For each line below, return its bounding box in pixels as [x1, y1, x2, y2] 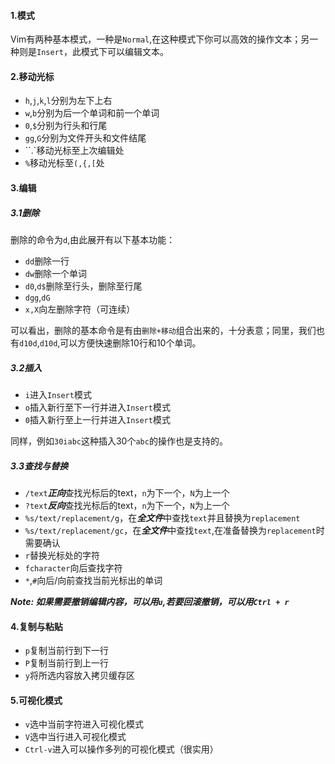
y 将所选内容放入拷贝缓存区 [24, 670, 135, 682]
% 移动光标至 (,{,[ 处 [24, 157, 105, 169]
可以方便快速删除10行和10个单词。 [59, 336, 202, 349]
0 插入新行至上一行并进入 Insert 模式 [24, 413, 171, 425]
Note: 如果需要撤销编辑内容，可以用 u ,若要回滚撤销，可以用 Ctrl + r [10, 595, 290, 607]
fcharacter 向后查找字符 [24, 561, 123, 574]
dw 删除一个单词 [24, 267, 88, 279]
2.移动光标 [10, 70, 55, 82]
